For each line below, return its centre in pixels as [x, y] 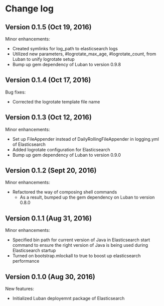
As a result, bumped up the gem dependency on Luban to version [87, 198]
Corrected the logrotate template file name [56, 102]
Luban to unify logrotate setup [43, 59]
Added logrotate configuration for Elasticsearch [61, 149]
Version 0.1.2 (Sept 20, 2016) [51, 170]
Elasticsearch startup [34, 251]
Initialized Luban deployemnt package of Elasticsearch [68, 299]
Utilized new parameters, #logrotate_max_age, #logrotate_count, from [84, 54]
